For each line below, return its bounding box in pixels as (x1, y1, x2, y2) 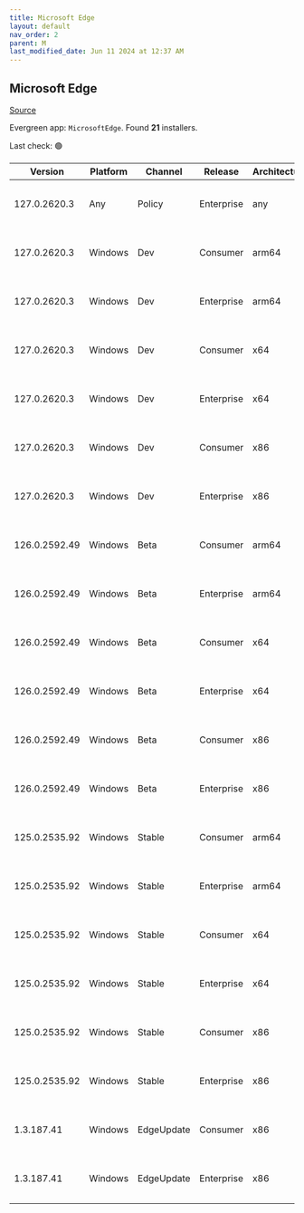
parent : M (9, 38, 47, 48)
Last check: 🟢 (9, 140, 63, 150)
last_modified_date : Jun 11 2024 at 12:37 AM (9, 47, 184, 56)
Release (204, 165, 240, 178)
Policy (137, 197, 164, 209)
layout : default (9, 22, 71, 31)
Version (30, 165, 65, 178)
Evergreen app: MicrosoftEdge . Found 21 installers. (9, 121, 198, 132)
